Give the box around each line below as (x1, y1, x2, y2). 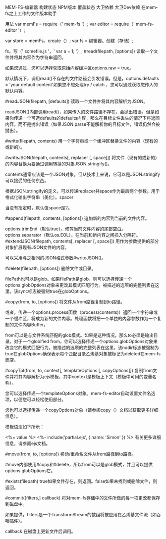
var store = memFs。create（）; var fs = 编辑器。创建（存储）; (5, 38, 134, 44)
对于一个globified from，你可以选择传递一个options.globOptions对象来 (13, 339, 158, 344)
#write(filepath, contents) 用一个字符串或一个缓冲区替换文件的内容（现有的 (5, 138, 158, 144)
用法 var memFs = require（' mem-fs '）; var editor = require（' (5, 21, 135, 27)
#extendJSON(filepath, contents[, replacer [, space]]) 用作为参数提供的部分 (5, 238, 160, 244)
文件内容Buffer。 (13, 322, 49, 328)
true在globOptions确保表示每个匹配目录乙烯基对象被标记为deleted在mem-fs (5, 351, 161, 356)
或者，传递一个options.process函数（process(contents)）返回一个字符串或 (5, 309, 158, 315)
